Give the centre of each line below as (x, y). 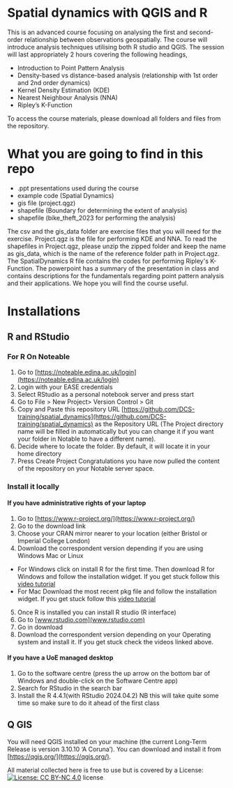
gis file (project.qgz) (46, 203)
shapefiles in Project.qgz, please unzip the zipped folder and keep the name (117, 246)
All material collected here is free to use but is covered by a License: (105, 770)
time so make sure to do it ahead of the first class (88, 703)
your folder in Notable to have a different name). (87, 439)
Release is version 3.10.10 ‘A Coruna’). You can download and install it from (114, 749)
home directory (39, 453)
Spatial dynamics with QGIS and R (107, 13)
